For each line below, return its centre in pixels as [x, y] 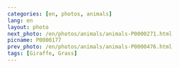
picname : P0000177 [34, 40]
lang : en [20, 21]
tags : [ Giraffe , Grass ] [42, 54]
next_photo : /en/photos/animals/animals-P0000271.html [90, 34]
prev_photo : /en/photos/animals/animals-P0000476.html [90, 47]
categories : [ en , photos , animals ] [60, 14]
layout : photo [28, 27]
